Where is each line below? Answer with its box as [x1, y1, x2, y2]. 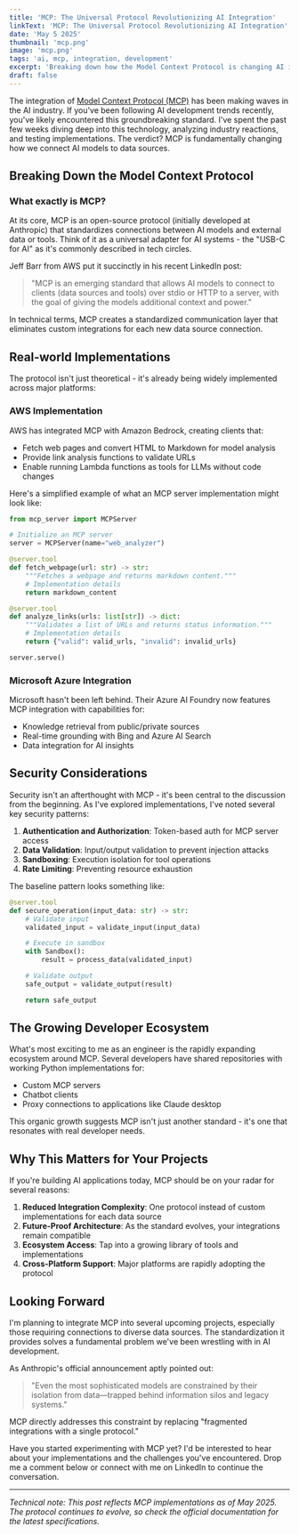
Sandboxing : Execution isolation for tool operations [21, 853, 212, 864]
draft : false [9, 71, 58, 80]
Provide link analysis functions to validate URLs [21, 451, 196, 463]
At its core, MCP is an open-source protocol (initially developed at [9, 215, 251, 226]
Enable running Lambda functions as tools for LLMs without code [21, 461, 262, 472]
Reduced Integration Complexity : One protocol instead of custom [21, 1202, 265, 1213]
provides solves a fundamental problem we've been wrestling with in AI [9, 1337, 271, 1347]
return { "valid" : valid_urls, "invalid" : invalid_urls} [25, 637, 238, 646]
